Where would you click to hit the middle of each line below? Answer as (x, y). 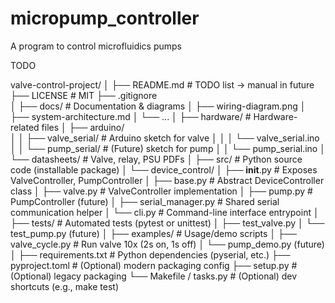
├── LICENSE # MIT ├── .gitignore (84, 95)
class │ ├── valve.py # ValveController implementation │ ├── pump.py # (161, 191)
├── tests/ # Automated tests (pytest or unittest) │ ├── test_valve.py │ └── (167, 223)
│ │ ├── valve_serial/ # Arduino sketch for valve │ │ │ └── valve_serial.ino (165, 138)
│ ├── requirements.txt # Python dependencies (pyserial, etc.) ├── (150, 254)
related (25, 127)
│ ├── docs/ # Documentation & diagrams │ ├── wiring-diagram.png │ (158, 106)
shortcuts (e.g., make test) (65, 286)
